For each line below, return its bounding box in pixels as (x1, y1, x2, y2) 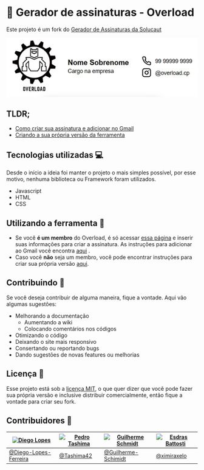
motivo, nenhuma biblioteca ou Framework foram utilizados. (6, 176, 157, 183)
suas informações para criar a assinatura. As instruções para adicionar (15, 241, 192, 247)
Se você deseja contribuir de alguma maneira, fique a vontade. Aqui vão (6, 294, 187, 301)
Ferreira (8, 455, 29, 463)
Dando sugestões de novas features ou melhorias (15, 351, 140, 358)
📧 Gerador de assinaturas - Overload (6, 5, 195, 20)
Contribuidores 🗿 (6, 416, 72, 426)
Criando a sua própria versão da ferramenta (15, 131, 126, 139)
